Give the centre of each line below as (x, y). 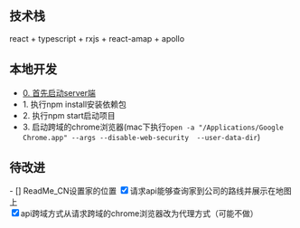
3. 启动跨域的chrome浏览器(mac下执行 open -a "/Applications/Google (153, 127)
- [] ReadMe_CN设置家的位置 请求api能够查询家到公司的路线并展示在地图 (150, 191)
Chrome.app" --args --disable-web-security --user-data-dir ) (141, 137)
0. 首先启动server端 (59, 92)
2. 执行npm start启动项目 (69, 115)
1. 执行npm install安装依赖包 (74, 104)
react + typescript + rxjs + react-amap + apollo (97, 38)
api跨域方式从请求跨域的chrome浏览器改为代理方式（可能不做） (140, 214)
